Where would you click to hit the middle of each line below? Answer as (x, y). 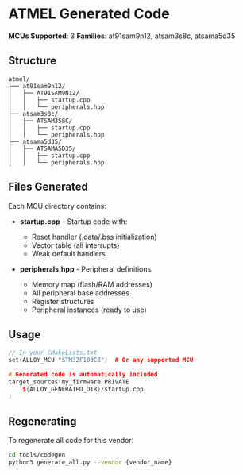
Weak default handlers (68, 253)
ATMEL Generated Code (89, 14)
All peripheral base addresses (80, 293)
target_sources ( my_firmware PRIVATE (69, 382)
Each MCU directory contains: (58, 206)
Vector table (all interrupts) (75, 245)
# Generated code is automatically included (83, 375)
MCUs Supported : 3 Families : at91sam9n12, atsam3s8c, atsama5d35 (122, 36)
